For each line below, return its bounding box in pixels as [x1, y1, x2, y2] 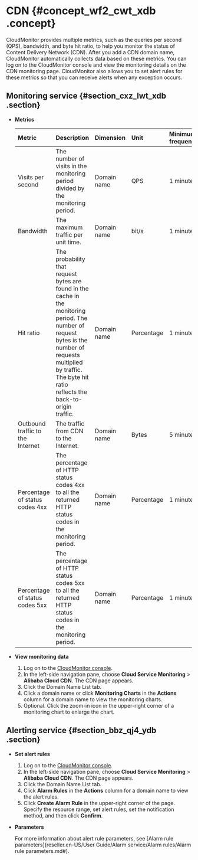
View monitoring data [14, 653, 69, 660]
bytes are [55, 277, 82, 285]
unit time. [55, 238, 81, 246]
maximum [55, 223, 83, 231]
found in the [55, 285, 90, 293]
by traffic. [55, 365, 82, 374]
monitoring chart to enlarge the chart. [23, 708, 115, 715]
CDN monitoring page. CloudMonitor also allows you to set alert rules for [6, 67, 183, 74]
